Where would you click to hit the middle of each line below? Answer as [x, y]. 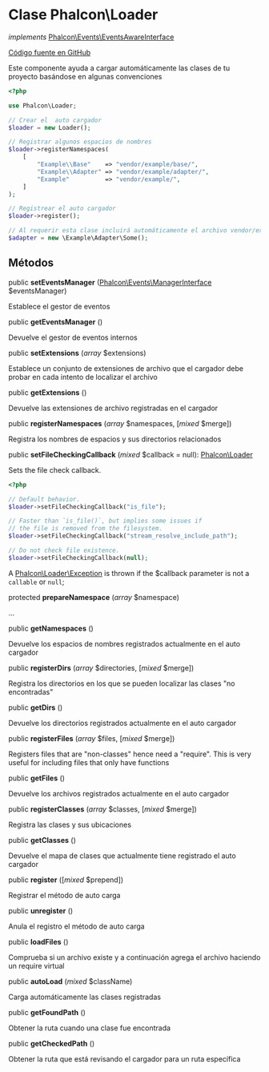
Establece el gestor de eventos [59, 306]
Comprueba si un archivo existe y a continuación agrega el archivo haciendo [134, 957]
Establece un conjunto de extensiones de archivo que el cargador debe [126, 368]
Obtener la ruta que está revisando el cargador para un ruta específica [124, 1058]
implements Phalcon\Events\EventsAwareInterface [91, 37]
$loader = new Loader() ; [50, 127]
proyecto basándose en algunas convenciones [85, 76]
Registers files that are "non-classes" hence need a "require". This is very [130, 754]
